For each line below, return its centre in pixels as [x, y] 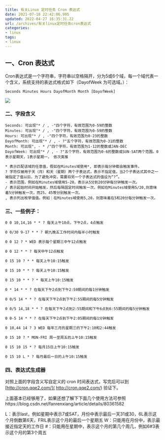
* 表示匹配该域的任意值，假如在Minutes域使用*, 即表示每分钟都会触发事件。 [73, 166]
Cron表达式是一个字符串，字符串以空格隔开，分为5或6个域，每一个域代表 [80, 76]
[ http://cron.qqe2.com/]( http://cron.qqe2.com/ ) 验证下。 [63, 388]
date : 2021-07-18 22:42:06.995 [37, 14]
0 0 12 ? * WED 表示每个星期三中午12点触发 [46, 242]
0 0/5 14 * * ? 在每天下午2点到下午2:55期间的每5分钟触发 [60, 299]
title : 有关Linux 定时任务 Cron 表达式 [43, 10]
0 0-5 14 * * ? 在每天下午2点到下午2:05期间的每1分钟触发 [60, 319]
